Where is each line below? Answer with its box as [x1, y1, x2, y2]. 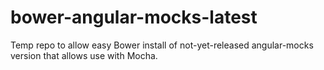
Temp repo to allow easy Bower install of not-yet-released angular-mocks [10, 39, 314, 51]
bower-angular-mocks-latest [10, 6, 258, 29]
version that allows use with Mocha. [10, 49, 158, 61]
